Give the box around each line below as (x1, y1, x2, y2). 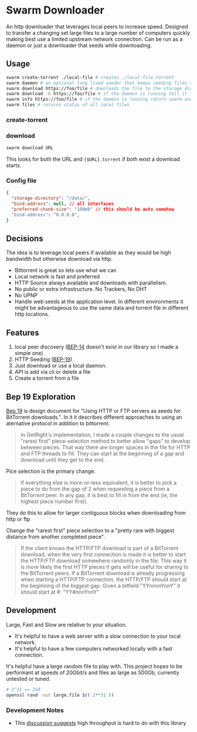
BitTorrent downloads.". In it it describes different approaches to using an (6, 413, 183, 421)
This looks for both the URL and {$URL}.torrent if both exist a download (6, 155, 181, 163)
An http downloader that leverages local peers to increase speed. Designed (6, 23, 189, 30)
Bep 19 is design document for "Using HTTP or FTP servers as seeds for (6, 408, 181, 415)
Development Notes (6, 706, 64, 714)
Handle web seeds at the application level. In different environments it (14, 298, 184, 305)
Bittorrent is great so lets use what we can (14, 267, 117, 274)
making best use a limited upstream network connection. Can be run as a (6, 35, 183, 42)
